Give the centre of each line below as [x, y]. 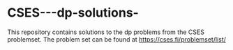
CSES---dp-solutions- [73, 13]
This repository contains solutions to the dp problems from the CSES [106, 32]
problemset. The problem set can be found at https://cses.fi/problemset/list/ [117, 39]
